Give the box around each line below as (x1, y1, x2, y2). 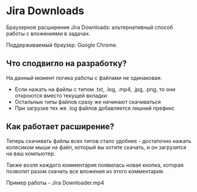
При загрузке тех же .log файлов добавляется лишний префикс (14, 105, 175, 112)
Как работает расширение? (6, 122, 114, 132)
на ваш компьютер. (6, 149, 56, 157)
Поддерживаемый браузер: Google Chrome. (6, 41, 118, 48)
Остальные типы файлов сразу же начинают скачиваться (14, 98, 162, 105)
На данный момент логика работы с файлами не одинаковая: (6, 74, 162, 81)
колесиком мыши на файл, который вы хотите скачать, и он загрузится (6, 144, 186, 151)
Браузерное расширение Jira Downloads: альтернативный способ (6, 24, 173, 31)
